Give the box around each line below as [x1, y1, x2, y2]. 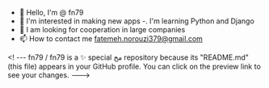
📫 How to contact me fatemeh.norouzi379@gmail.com [19, 34, 204, 44]
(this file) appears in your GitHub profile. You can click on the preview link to [7, 61, 262, 71]
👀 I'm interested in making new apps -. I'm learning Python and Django [19, 16, 255, 26]
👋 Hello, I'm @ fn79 [19, 8, 84, 17]
